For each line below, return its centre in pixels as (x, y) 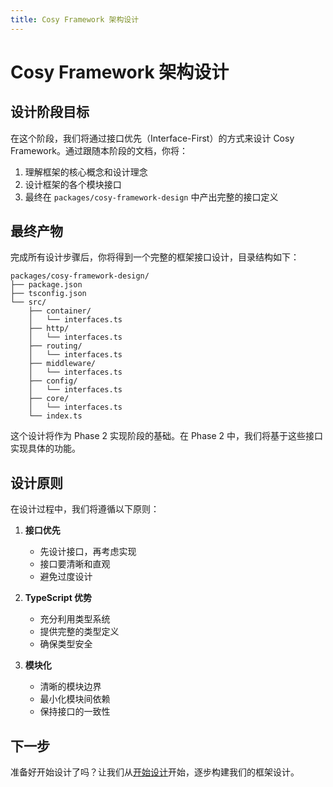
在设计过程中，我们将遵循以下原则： (85, 509)
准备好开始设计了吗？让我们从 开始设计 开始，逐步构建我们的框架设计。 (155, 772)
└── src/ (28, 302)
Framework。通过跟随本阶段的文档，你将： (99, 150)
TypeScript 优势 (58, 598)
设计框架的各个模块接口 (73, 184)
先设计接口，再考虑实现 (88, 552)
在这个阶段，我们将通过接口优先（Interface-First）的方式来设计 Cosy (152, 138)
